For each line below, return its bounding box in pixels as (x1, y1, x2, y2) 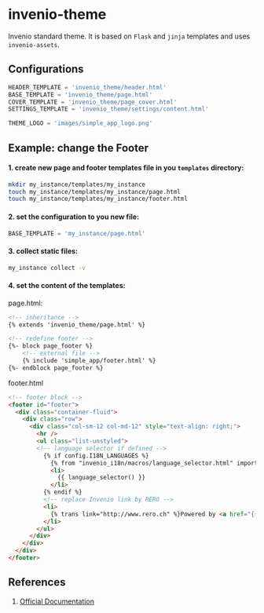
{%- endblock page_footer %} (8, 363, 104, 372)
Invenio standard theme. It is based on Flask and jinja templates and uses (8, 31, 251, 41)
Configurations (8, 63, 84, 76)
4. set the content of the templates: (8, 281, 126, 290)
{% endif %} (42, 488, 82, 496)
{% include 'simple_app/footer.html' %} (22, 357, 156, 365)
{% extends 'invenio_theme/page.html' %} (8, 320, 146, 329)
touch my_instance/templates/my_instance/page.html (8, 188, 181, 195)
